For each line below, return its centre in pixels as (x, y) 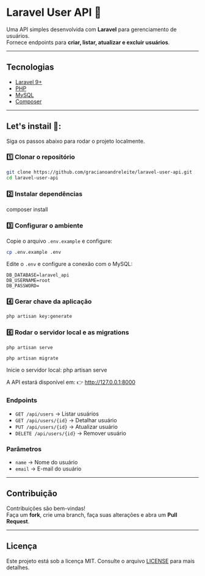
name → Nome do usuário (46, 462)
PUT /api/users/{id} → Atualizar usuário (66, 427)
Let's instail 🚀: (34, 127)
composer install (27, 209)
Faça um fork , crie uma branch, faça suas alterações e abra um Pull (92, 514)
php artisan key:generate (39, 317)
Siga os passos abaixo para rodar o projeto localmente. (76, 141)
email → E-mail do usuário (48, 469)
